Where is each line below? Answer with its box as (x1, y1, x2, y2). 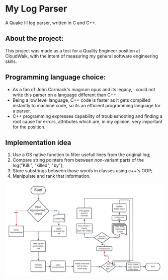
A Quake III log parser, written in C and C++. (5, 20, 97, 26)
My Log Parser (5, 3, 67, 15)
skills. (5, 58, 17, 64)
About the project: (5, 34, 64, 43)
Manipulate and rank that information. (12, 173, 91, 179)
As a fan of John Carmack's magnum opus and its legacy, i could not (12, 86, 155, 92)
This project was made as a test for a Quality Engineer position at (5, 47, 140, 53)
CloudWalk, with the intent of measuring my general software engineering (5, 53, 158, 59)
